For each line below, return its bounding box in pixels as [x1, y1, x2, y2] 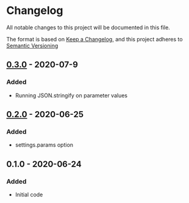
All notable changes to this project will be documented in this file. [6, 24, 171, 31]
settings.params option [15, 141, 74, 149]
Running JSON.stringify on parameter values [15, 92, 128, 99]
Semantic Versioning [6, 42, 59, 49]
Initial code [15, 191, 43, 198]
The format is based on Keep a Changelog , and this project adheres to [6, 35, 183, 43]
